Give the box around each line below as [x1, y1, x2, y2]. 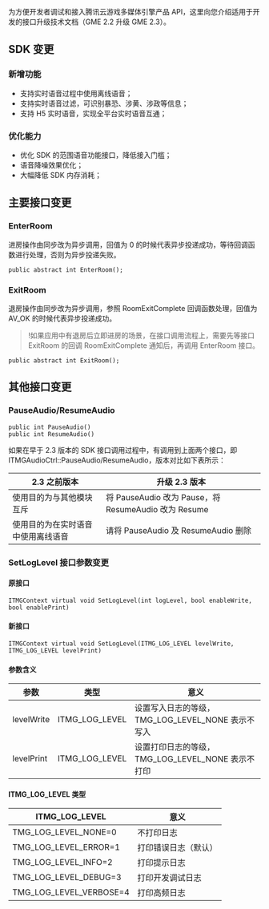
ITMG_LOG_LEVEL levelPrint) [8, 646, 102, 655]
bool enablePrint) [8, 604, 70, 612]
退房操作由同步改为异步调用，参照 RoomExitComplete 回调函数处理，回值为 [8, 303, 258, 313]
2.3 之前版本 [31, 476, 79, 487]
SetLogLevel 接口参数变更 [8, 556, 110, 568]
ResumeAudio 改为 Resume [105, 503, 209, 515]
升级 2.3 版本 [156, 476, 207, 487]
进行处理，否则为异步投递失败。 [14, 249, 121, 259]
